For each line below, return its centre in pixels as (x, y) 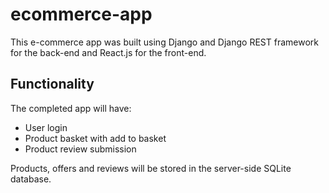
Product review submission (80, 149)
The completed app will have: (71, 108)
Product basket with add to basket (95, 138)
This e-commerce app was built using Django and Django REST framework (164, 42)
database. (31, 179)
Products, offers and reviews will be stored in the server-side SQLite (151, 168)
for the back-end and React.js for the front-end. (108, 52)
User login (46, 127)
